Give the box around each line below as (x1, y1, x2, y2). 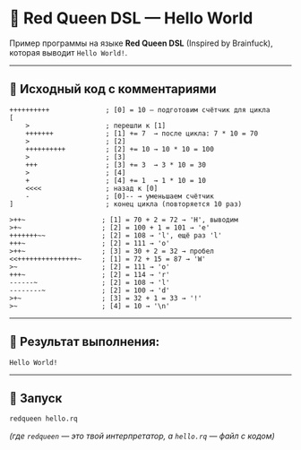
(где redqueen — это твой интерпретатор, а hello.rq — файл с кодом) (9, 430, 275, 442)
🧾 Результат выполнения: (9, 334, 160, 350)
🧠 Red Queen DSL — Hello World (9, 8, 254, 29)
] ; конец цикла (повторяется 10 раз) (9, 199, 243, 209)
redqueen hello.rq (9, 414, 78, 424)
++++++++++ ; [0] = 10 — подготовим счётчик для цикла (9, 105, 271, 115)
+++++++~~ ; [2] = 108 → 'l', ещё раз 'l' (9, 230, 222, 240)
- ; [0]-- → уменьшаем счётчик (25, 192, 215, 201)
